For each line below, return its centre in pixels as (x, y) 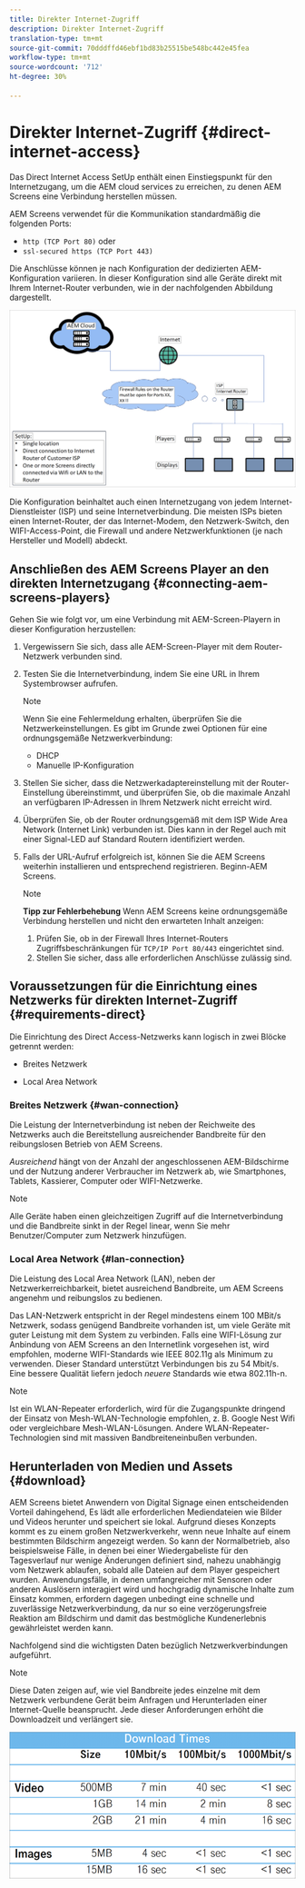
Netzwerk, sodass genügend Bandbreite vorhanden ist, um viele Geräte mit (150, 1326)
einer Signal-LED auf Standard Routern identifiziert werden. (133, 840)
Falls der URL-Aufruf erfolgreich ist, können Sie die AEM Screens (144, 857)
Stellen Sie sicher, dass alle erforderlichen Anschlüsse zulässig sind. (164, 958)
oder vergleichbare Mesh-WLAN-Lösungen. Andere (106, 1428)
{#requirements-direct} (78, 1014)
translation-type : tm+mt (56, 38)
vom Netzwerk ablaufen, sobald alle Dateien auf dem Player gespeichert (145, 1570)
